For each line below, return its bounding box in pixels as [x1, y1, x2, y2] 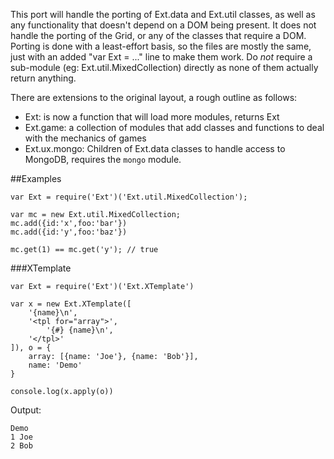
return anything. [10, 72, 77, 84]
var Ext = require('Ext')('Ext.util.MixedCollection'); [10, 192, 248, 202]
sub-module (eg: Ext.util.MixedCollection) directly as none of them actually [10, 62, 319, 73]
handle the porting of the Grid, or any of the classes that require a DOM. [10, 30, 307, 41]
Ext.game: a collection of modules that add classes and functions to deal [24, 122, 325, 133]
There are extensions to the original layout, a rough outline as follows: [10, 92, 298, 103]
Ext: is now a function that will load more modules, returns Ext [24, 111, 280, 123]
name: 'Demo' [28, 360, 83, 370]
